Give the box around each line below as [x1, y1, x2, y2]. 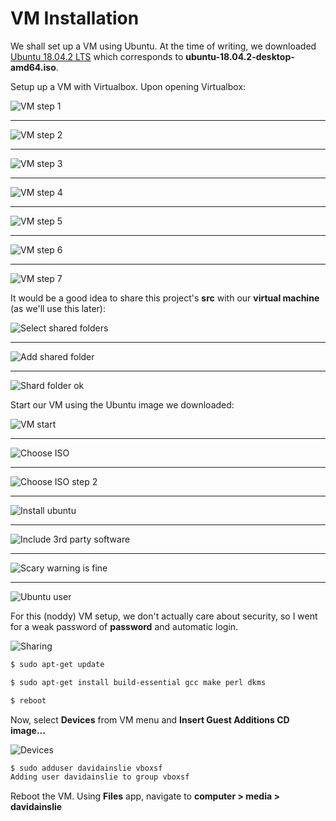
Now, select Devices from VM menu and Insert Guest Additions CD [10, 713, 290, 726]
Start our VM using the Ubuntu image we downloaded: [10, 398, 235, 411]
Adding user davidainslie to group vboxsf [10, 772, 190, 782]
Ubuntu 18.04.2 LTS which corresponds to [10, 50, 184, 62]
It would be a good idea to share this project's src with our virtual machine [10, 292, 320, 304]
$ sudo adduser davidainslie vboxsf [10, 763, 163, 773]
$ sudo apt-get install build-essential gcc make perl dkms [10, 677, 267, 687]
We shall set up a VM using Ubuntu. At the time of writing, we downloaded [10, 40, 317, 52]
